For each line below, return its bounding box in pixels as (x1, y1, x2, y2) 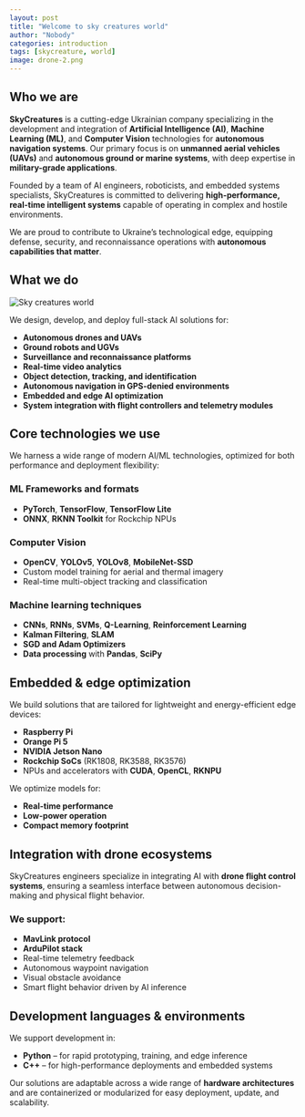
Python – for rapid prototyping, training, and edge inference (22, 1050, 248, 1061)
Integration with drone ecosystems (9, 846, 212, 862)
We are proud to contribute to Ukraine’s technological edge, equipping (9, 226, 273, 237)
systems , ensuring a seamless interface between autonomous (9, 880, 244, 891)
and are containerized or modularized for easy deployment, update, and (9, 1087, 280, 1099)
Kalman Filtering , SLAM (22, 629, 115, 640)
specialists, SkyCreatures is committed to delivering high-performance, (9, 189, 280, 201)
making (9, 890, 38, 901)
